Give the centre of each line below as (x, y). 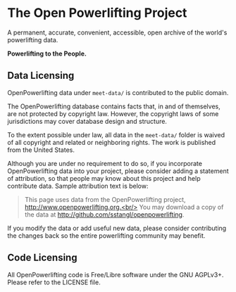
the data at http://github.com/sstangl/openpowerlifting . (104, 214)
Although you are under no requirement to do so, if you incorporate (105, 163)
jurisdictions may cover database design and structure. (87, 121)
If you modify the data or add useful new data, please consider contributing (117, 228)
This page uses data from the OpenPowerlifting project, (105, 199)
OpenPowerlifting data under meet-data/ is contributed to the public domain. (118, 92)
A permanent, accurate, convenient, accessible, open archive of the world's (117, 32)
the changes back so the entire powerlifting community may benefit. (106, 235)
